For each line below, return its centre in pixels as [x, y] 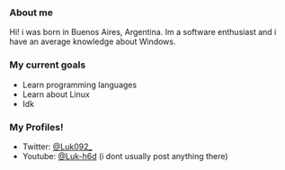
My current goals [48, 65]
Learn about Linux [56, 94]
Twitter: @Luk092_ [57, 147]
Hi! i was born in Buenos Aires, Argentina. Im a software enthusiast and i [143, 32]
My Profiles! [36, 127]
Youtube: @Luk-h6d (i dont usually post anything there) [125, 156]
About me [31, 13]
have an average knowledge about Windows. [93, 41]
